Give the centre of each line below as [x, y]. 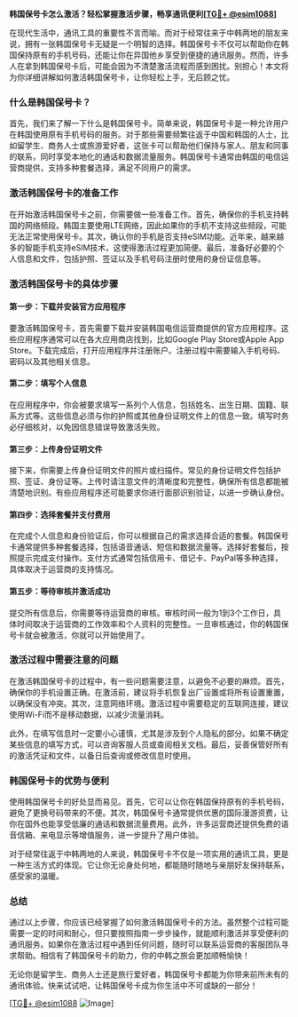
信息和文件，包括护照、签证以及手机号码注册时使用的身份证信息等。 [141, 258]
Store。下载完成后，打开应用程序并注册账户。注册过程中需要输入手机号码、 [147, 350]
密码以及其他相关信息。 [52, 361]
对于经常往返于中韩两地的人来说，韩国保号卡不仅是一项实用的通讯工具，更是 [149, 854]
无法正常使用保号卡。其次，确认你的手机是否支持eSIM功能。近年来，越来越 [147, 236]
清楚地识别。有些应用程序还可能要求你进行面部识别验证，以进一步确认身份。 [149, 493]
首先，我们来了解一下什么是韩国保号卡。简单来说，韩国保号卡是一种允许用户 [149, 123]
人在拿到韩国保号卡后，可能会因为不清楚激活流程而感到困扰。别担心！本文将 [149, 66]
